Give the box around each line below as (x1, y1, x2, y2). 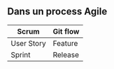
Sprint (10, 49, 31, 59)
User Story (10, 38, 47, 48)
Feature (52, 38, 78, 48)
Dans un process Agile (7, 6, 108, 18)
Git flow (52, 26, 80, 36)
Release (52, 49, 79, 59)
